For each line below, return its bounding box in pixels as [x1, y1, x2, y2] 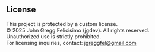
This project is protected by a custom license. [6, 20, 118, 27]
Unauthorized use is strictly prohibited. [6, 32, 102, 40]
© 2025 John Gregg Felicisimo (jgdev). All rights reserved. [6, 27, 150, 34]
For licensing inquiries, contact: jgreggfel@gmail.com [6, 39, 137, 46]
